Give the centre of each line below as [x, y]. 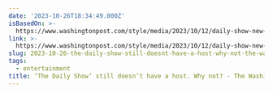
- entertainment [43, 69]
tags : [17, 61]
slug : [17, 53]
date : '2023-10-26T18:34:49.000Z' [67, 16]
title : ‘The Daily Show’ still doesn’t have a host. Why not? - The [127, 76]
